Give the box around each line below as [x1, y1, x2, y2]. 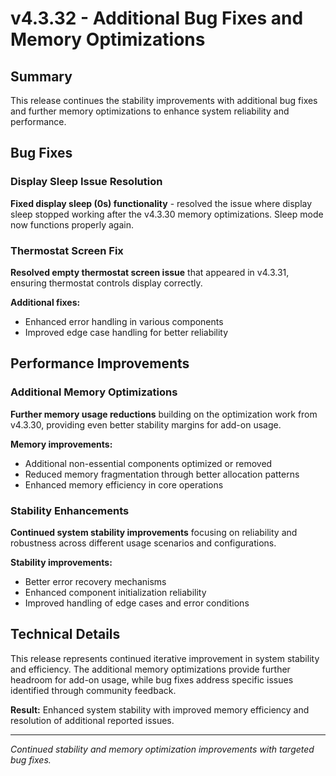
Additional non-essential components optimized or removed [24, 457, 273, 469]
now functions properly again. [10, 218, 134, 231]
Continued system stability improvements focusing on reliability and [10, 526, 298, 538]
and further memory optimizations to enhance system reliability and [10, 105, 290, 117]
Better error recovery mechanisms [24, 575, 167, 587]
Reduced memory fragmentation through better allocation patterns [24, 468, 300, 480]
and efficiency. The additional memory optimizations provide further [10, 663, 291, 675]
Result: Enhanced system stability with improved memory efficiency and [10, 703, 310, 716]
